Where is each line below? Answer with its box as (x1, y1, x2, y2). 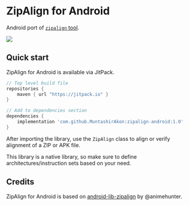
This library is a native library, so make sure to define (6, 153, 137, 160)
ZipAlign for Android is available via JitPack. (6, 68, 115, 75)
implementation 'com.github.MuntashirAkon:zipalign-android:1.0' (17, 119, 184, 125)
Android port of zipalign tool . (6, 24, 80, 31)
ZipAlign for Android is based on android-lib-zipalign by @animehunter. (6, 193, 182, 200)
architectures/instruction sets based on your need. (6, 159, 131, 166)
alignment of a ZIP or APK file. (6, 141, 81, 149)
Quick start (6, 53, 49, 63)
